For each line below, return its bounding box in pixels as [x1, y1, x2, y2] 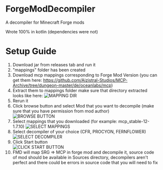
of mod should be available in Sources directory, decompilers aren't [12, 154, 148, 160]
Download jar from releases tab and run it [12, 62, 96, 67]
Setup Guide [5, 46, 57, 57]
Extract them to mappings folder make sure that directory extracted [12, 87, 147, 93]
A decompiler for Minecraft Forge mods [5, 19, 84, 25]
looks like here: [12, 93, 43, 98]
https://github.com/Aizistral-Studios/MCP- [43, 77, 128, 83]
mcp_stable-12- [118, 118, 150, 124]
